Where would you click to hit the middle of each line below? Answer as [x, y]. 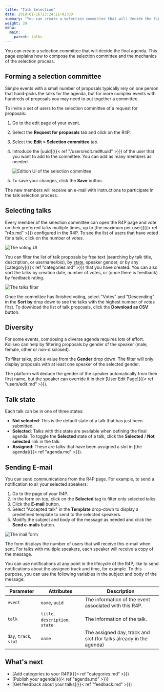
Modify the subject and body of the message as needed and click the [82, 519]
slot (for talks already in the [116, 638]
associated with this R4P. [114, 605]
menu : [10, 28]
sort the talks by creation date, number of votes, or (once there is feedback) [81, 272]
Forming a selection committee [53, 76]
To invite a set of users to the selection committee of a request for [72, 108]
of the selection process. [30, 61]
